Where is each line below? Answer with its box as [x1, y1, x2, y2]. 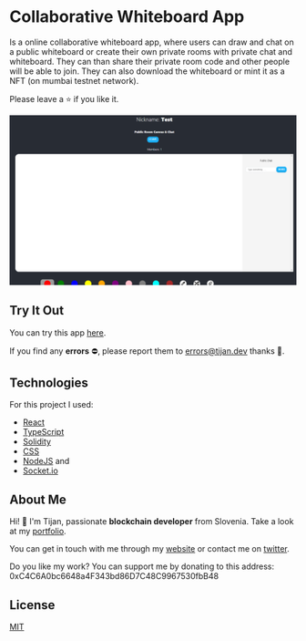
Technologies [9, 375, 89, 390]
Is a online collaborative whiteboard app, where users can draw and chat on [9, 36, 294, 47]
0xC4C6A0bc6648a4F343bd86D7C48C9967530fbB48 [9, 571, 219, 582]
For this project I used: [9, 399, 94, 410]
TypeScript [22, 427, 65, 438]
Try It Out [9, 303, 65, 318]
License [9, 597, 56, 613]
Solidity [22, 436, 52, 448]
